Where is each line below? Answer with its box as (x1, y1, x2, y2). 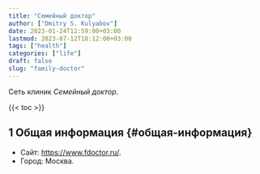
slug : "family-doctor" (8, 65, 85, 73)
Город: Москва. (19, 155, 75, 166)
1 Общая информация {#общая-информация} (8, 126, 253, 140)
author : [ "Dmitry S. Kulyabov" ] (8, 19, 117, 28)
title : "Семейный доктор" (8, 11, 96, 20)
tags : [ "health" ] (8, 42, 67, 50)
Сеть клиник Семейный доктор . (8, 87, 119, 96)
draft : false (8, 57, 53, 66)
